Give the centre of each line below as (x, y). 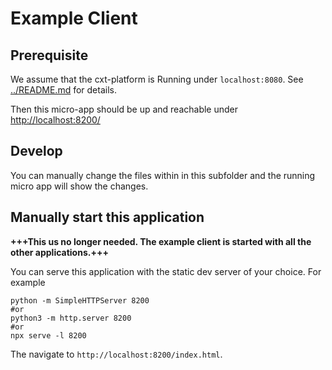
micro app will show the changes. (79, 186)
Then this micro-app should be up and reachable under (124, 109)
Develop (36, 151)
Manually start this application (107, 217)
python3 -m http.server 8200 (71, 318)
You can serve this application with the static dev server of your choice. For (166, 271)
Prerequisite (49, 55)
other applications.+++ (59, 252)
